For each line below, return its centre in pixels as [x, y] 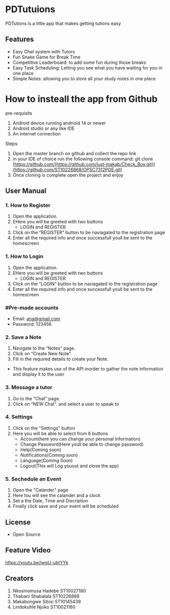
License [18, 522]
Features [20, 39]
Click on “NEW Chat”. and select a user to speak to [66, 404]
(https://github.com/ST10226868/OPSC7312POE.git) [67, 169]
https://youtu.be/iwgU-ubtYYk [37, 562]
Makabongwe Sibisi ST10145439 [47, 601]
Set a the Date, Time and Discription [50, 501]
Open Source [26, 534]
